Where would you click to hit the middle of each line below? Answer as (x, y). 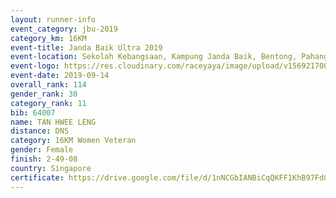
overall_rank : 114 (48, 85)
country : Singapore (51, 168)
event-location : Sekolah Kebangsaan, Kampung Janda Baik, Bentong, (154, 57)
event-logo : (35, 66)
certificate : (37, 177)
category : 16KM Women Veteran (73, 141)
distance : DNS (40, 131)
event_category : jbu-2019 (64, 29)
